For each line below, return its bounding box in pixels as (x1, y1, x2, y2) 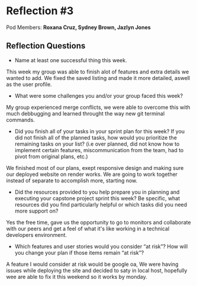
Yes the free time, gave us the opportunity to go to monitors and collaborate (6, 218, 191, 226)
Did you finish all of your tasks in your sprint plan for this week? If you (14, 127, 185, 134)
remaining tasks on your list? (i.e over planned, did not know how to (14, 140, 180, 147)
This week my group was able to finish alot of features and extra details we (6, 68, 189, 75)
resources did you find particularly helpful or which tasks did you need (14, 201, 188, 208)
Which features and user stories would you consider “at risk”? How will (14, 243, 188, 250)
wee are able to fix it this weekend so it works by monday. (6, 273, 147, 280)
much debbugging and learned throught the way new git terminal (6, 110, 165, 117)
